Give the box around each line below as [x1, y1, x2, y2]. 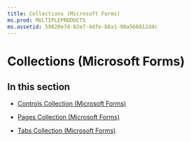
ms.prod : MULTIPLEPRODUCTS [7, 17, 86, 24]
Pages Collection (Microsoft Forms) [17, 113, 120, 121]
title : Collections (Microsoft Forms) [7, 10, 120, 17]
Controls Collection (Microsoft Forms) [17, 99, 127, 108]
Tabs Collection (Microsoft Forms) [17, 126, 116, 135]
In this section [7, 81, 71, 93]
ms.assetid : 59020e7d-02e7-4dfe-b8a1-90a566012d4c [7, 23, 158, 30]
